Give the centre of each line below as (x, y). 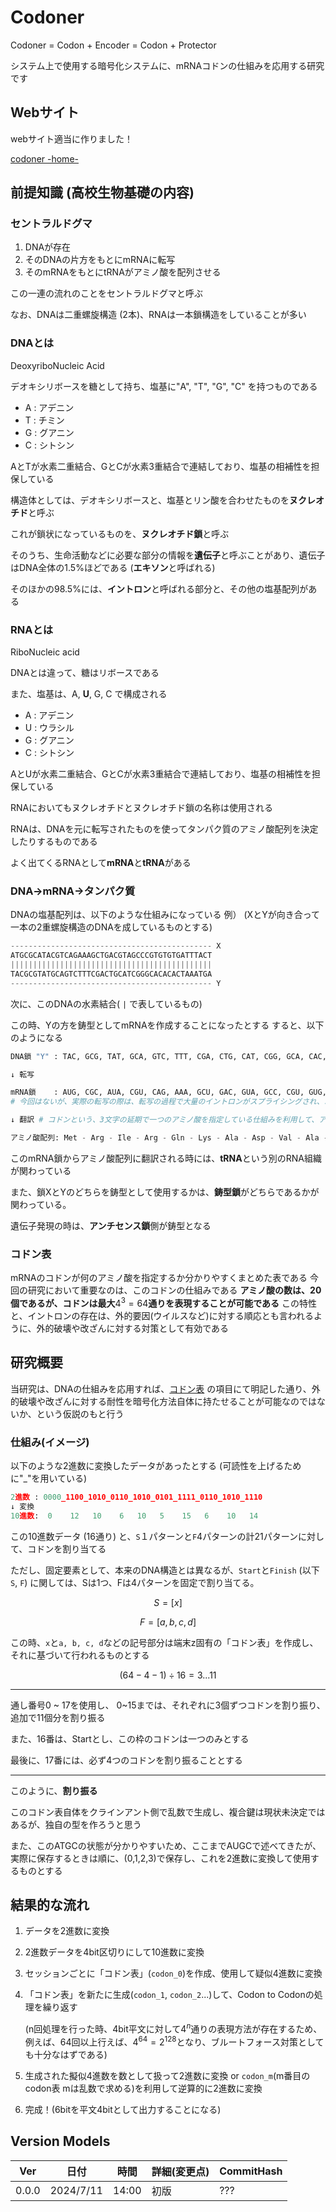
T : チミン (44, 420)
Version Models (60, 2141)
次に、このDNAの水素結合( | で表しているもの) (106, 1003)
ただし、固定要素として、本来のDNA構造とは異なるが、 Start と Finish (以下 (165, 1570)
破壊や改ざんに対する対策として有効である (141, 1328)
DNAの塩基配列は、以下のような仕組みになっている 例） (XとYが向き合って (165, 915)
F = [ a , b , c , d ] (168, 1622)
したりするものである (54, 842)
